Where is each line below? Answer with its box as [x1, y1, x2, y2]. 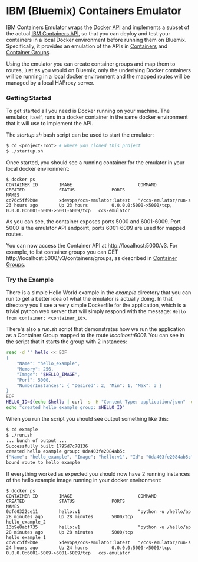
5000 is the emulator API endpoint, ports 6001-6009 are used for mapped [6, 224, 186, 231]
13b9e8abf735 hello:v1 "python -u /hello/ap [6, 524, 192, 530]
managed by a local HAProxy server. [6, 79, 95, 86]
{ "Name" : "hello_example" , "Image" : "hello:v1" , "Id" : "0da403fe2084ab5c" [6, 454, 194, 460]
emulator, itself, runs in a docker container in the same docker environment [6, 113, 189, 121]
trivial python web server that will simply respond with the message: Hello [6, 308, 186, 315]
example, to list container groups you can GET [6, 248, 118, 255]
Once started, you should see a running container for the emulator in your [6, 158, 185, 166]
